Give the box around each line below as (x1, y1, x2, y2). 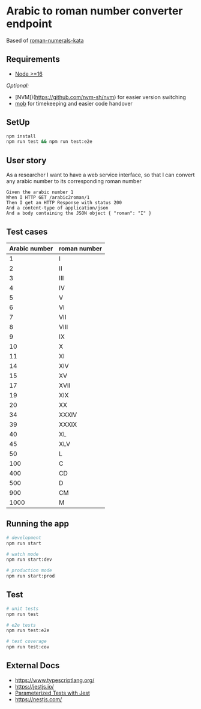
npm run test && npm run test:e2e (6, 139, 93, 145)
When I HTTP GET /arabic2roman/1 (6, 195, 90, 201)
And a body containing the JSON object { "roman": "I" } (6, 210, 152, 217)
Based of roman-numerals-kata (6, 37, 84, 44)
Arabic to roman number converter (6, 4, 183, 18)
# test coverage (6, 638, 47, 645)
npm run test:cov (6, 644, 50, 650)
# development (6, 534, 42, 541)
